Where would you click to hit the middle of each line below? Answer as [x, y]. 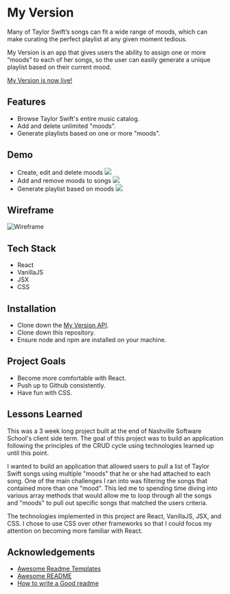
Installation [32, 309]
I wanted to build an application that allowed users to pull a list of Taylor [108, 466]
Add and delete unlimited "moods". [67, 126]
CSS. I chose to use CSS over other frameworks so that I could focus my [110, 523]
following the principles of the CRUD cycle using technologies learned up [111, 445]
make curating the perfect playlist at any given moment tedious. [97, 39]
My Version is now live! [40, 80]
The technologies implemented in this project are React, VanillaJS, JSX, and [114, 516]
